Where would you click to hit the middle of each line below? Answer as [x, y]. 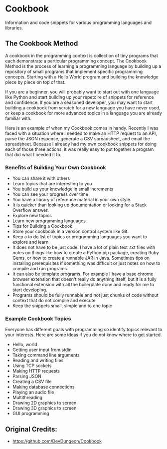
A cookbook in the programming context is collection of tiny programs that [82, 55]
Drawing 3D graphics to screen [44, 408]
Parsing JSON [27, 376]
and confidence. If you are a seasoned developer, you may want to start [79, 102]
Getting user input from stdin [42, 350]
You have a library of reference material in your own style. [72, 200]
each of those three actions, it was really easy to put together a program [80, 149]
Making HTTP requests [36, 371]
